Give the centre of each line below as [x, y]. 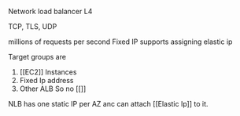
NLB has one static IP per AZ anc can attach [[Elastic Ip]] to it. [108, 104]
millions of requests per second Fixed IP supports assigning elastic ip [120, 42]
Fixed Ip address [46, 80]
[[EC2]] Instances [48, 72]
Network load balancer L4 [50, 11]
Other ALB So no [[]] [53, 89]
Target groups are [37, 57]
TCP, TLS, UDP [33, 26]
